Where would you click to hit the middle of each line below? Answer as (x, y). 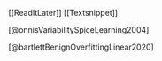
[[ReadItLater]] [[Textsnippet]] (63, 13)
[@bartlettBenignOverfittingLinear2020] (81, 47)
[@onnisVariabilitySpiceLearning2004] (79, 30)
